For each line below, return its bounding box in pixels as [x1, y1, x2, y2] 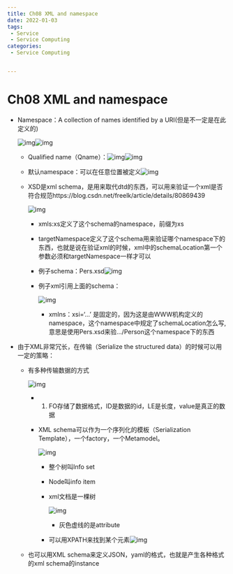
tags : [7, 23, 23, 30]
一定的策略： [17, 351, 54, 359]
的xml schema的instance [27, 559, 100, 567]
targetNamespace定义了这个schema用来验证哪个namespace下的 [38, 234, 225, 243]
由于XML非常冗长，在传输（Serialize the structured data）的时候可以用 [17, 342, 223, 350]
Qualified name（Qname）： [27, 152, 108, 161]
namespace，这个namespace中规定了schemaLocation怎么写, [48, 319, 227, 327]
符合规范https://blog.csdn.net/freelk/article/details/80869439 [27, 191, 206, 199]
